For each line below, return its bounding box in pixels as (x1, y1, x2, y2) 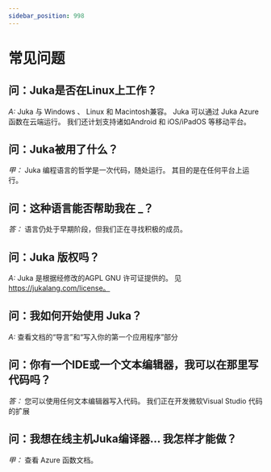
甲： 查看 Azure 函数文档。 (8, 455, 98, 465)
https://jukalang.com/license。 (8, 283, 110, 293)
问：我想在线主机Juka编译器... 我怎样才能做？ (8, 432, 238, 446)
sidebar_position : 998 (8, 11, 85, 20)
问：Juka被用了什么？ (8, 143, 119, 157)
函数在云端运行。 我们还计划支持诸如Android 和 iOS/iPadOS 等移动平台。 (8, 116, 252, 126)
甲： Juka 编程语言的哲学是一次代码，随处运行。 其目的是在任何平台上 (8, 165, 243, 175)
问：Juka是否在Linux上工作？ (8, 84, 157, 98)
